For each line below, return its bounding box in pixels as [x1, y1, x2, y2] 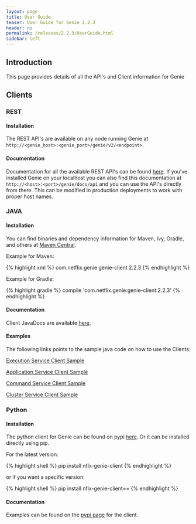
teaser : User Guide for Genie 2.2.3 [6, 19, 95, 25]
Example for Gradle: [6, 275, 54, 282]
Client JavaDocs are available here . [6, 319, 91, 326]
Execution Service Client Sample [6, 357, 85, 364]
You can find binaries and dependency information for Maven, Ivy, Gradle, [6, 235, 184, 242]
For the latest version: [6, 451, 59, 458]
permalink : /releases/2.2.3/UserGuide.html [6, 30, 114, 36]
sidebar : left [6, 36, 41, 42]
